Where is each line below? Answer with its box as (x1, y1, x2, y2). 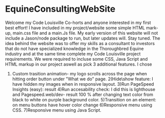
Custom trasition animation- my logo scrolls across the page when (12, 71, 147, 76)
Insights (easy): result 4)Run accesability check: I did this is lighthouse (12, 86, 156, 92)
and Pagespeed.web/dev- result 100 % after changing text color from (12, 92, 154, 97)
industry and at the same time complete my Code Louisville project (5, 50, 141, 57)
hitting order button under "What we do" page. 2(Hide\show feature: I (12, 76, 154, 82)
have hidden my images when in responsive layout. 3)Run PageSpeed (12, 81, 154, 87)
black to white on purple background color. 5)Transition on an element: (12, 96, 157, 102)
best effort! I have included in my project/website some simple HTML (5, 24, 145, 30)
